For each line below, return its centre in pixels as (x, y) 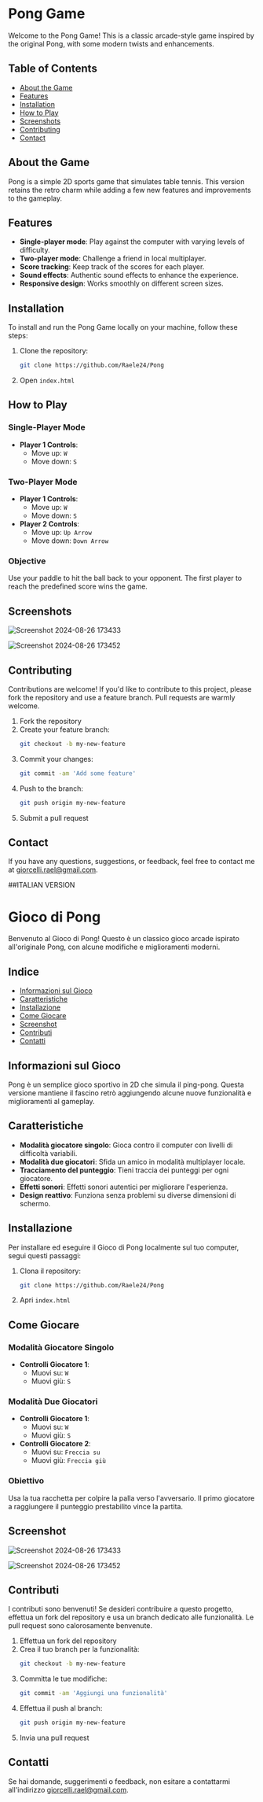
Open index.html (47, 380)
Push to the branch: (51, 788)
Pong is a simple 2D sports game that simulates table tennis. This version (126, 181)
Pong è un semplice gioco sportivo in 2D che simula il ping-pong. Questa (126, 1084)
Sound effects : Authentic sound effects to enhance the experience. (129, 275)
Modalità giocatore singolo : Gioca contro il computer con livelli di (126, 1145)
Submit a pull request (54, 818)
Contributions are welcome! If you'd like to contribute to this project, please (130, 689)
